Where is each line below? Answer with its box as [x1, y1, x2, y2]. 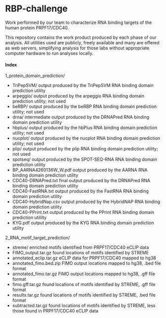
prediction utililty [12, 214, 47, 220]
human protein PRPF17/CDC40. [5, 24, 69, 30]
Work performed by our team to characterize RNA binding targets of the [5, 19, 152, 25]
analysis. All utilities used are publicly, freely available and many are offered [5, 39, 160, 45]
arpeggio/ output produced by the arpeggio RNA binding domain [12, 93, 145, 99]
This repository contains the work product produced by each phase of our [5, 34, 157, 40]
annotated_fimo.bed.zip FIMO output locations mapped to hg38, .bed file [12, 260, 161, 266]
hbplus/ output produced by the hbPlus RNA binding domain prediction [12, 125, 158, 131]
